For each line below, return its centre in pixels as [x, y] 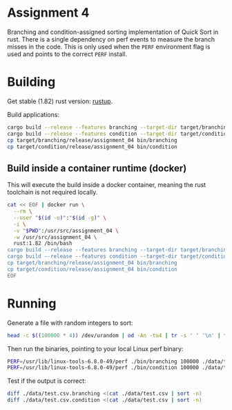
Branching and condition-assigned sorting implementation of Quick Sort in [113, 32]
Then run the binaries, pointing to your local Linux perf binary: [95, 348]
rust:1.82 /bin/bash [43, 244]
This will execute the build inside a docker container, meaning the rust [107, 185]
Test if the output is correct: [47, 381]
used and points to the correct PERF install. [67, 54]
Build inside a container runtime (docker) [97, 168]
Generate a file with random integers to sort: [70, 323]
